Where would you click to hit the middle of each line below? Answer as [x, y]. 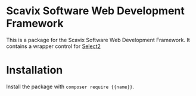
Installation [35, 70]
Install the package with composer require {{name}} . [70, 87]
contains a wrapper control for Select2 [54, 46]
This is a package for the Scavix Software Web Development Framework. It [98, 40]
